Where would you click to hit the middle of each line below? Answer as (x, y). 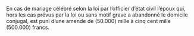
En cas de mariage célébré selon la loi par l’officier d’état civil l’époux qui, (96, 9)
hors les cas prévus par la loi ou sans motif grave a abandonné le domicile (97, 15)
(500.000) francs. (28, 27)
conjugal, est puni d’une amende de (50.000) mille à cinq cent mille (89, 21)
